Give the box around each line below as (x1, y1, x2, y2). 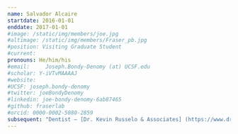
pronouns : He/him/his (7, 57, 72, 64)
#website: (7, 76, 37, 84)
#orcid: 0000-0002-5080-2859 (7, 109, 93, 116)
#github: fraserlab (7, 103, 65, 110)
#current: (7, 50, 37, 57)
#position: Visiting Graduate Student (7, 43, 122, 50)
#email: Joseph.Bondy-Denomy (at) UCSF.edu (7, 63, 151, 70)
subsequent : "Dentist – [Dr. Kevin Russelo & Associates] (7, 116, 182, 123)
